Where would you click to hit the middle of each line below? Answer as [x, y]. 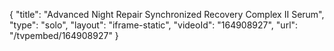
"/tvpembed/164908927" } [64, 35]
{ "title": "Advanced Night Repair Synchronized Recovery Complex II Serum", [167, 14]
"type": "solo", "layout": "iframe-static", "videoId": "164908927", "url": [154, 25]
